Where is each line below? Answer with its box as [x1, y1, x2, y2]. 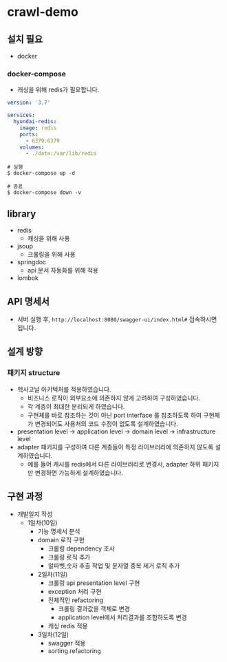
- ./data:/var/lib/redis [25, 150, 97, 157]
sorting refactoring [47, 647, 101, 655]
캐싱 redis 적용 [47, 622, 88, 630]
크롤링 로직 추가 [47, 553, 91, 562]
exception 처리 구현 [47, 588, 102, 596]
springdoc [17, 258, 47, 266]
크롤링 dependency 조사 [47, 544, 115, 553]
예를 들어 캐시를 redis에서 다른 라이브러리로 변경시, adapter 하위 [27, 460, 201, 468]
